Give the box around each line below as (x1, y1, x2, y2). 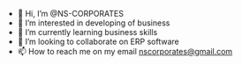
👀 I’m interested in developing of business (17, 18, 170, 28)
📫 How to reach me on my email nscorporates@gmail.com (17, 47, 233, 56)
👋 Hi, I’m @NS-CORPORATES (17, 9, 124, 18)
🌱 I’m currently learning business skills (17, 27, 158, 37)
